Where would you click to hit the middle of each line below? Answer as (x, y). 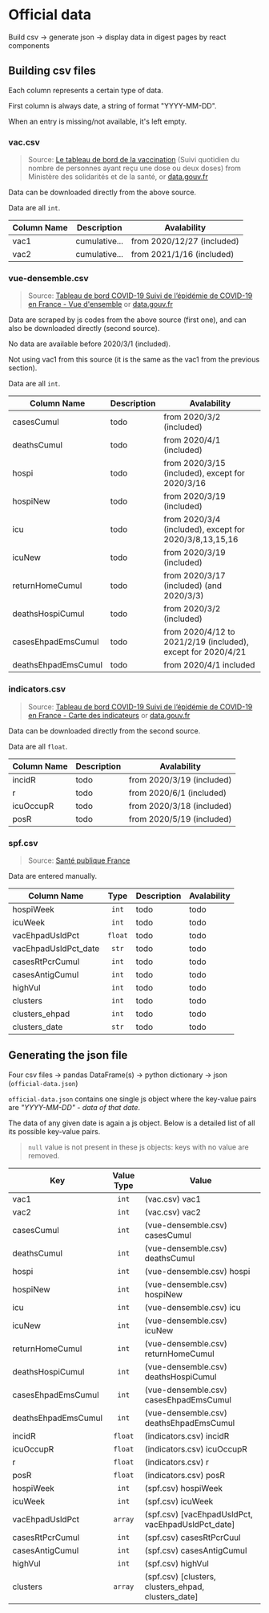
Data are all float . (38, 746)
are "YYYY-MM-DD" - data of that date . (74, 1107)
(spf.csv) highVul (177, 1563)
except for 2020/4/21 (205, 652)
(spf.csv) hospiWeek (183, 1488)
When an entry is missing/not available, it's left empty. (97, 121)
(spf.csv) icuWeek (179, 1501)
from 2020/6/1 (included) (177, 793)
